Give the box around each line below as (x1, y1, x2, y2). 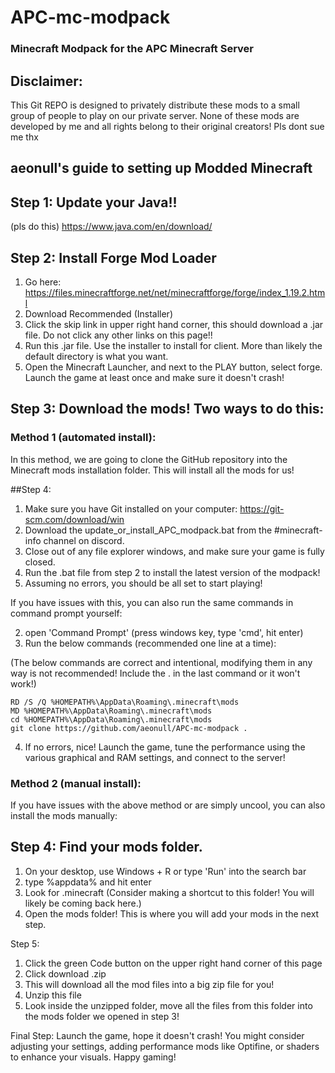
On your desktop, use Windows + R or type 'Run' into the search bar (24, 865, 307, 877)
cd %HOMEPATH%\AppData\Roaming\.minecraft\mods (10, 714, 213, 725)
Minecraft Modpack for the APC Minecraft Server (10, 42, 254, 56)
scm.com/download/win (24, 513, 125, 525)
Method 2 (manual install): (10, 776, 142, 790)
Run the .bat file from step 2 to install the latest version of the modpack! (24, 566, 321, 578)
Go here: (24, 276, 62, 288)
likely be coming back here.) (24, 897, 142, 909)
